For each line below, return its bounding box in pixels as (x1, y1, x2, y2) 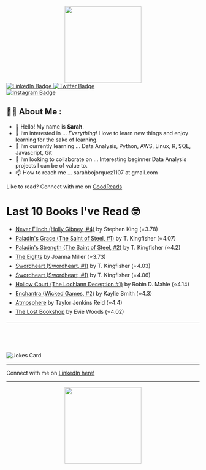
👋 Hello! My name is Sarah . (15, 122, 85, 130)
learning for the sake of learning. (15, 136, 98, 143)
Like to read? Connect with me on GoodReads (6, 183, 123, 190)
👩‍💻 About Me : (6, 106, 63, 117)
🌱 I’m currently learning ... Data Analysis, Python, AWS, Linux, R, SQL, (15, 142, 191, 149)
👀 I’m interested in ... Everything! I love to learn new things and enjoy (15, 129, 189, 136)
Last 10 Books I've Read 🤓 (6, 204, 140, 218)
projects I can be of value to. (15, 162, 88, 169)
